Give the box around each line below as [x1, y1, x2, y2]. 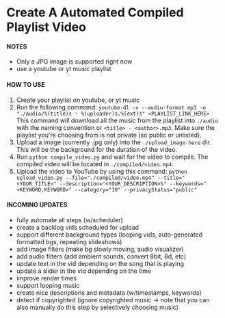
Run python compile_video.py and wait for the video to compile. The [16, 153, 209, 161]
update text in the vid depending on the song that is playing [16, 259, 185, 267]
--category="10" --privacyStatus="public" [74, 186, 198, 193]
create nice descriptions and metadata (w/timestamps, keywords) [16, 289, 202, 297]
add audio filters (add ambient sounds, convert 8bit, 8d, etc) [16, 252, 187, 261]
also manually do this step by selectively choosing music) [16, 303, 179, 311]
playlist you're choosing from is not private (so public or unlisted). [16, 131, 202, 139]
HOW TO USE [6, 80, 45, 88]
